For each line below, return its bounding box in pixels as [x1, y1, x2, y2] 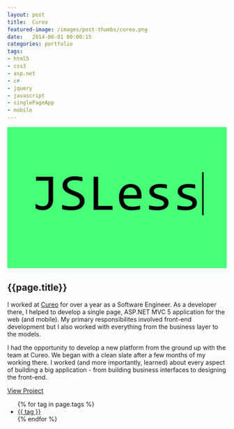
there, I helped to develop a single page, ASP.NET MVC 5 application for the [7, 307, 225, 316]
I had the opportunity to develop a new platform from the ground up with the [7, 343, 226, 352]
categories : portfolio [7, 40, 73, 48]
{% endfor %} [17, 414, 58, 423]
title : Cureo [7, 18, 49, 26]
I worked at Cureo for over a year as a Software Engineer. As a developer [7, 300, 217, 309]
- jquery [7, 84, 33, 92]
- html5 [7, 56, 30, 63]
